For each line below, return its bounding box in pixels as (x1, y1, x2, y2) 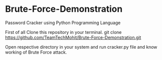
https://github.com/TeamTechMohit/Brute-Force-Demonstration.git (5, 34, 142, 40)
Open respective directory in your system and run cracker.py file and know (5, 44, 158, 50)
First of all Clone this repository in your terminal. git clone (5, 29, 122, 35)
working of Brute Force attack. (5, 49, 67, 55)
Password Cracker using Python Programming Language (5, 20, 121, 26)
